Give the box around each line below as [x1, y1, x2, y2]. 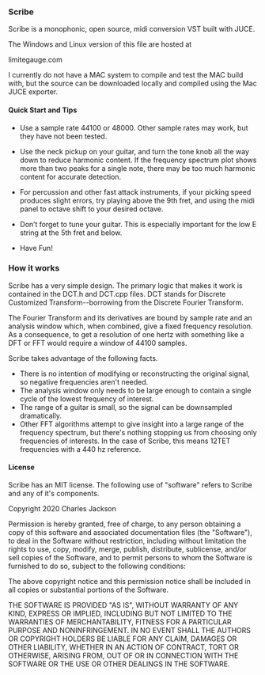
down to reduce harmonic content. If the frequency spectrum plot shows [19, 155, 257, 165]
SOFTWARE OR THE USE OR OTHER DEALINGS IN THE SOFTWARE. [8, 659, 230, 669]
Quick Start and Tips [8, 105, 78, 115]
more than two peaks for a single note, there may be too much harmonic [19, 163, 256, 173]
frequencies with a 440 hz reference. [19, 444, 142, 453]
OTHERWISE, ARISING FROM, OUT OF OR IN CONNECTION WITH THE [8, 651, 239, 660]
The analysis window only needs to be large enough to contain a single [19, 385, 252, 395]
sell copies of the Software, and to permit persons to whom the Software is [8, 553, 253, 562]
